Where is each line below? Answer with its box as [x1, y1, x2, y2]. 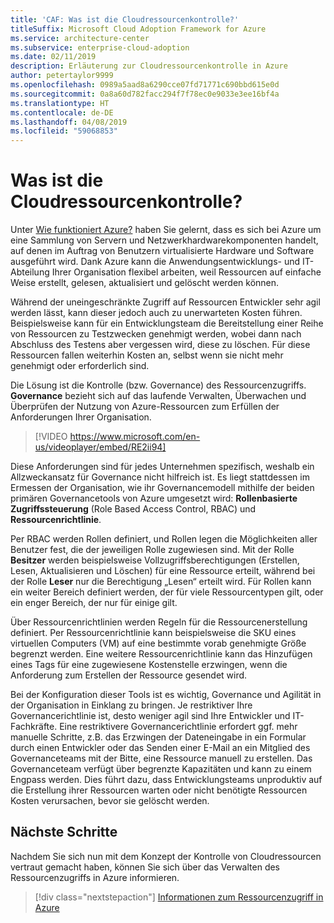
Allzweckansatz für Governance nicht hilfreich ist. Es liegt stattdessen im [10, 471, 310, 483]
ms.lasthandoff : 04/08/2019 [10, 117, 128, 127]
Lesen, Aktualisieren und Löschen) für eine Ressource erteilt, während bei [10, 565, 316, 577]
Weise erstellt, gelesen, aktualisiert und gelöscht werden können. [10, 277, 280, 289]
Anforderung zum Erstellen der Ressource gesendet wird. [10, 669, 248, 681]
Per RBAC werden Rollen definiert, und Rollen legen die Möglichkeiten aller [10, 533, 318, 545]
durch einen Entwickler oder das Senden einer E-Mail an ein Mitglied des [10, 742, 311, 754]
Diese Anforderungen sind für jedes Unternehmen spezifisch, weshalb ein [10, 461, 315, 473]
